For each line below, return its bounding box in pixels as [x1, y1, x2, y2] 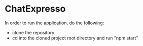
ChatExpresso [5, 3, 66, 15]
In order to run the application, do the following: [5, 20, 104, 26]
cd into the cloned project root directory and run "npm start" [12, 35, 138, 41]
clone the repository [12, 29, 55, 35]
